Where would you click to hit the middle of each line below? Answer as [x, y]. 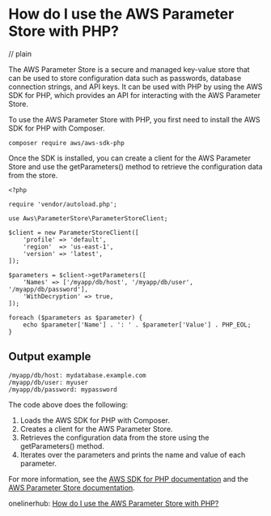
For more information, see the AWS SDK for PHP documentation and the [129, 479]
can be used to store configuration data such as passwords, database [125, 78]
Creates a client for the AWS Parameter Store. [96, 429]
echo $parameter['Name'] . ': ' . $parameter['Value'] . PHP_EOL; [137, 325]
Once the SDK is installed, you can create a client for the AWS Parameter [130, 158]
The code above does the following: [68, 404]
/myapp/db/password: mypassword [63, 390]
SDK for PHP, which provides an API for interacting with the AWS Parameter [135, 95]
